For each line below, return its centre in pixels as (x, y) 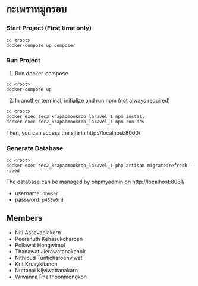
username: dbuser (37, 193)
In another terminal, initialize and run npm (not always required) (92, 100)
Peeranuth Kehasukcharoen (49, 239)
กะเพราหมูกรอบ (37, 9)
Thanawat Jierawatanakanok (50, 251)
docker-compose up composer (41, 46)
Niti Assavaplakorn (38, 232)
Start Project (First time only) (49, 28)
